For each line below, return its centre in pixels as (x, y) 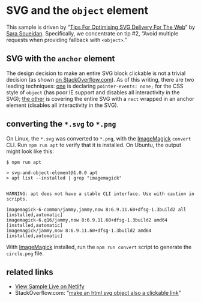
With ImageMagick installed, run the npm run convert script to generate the (99, 247)
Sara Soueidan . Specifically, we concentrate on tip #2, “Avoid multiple (92, 33)
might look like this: (30, 151)
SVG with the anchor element (61, 59)
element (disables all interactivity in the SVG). (62, 105)
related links (30, 272)
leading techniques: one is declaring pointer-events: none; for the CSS (95, 86)
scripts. (17, 199)
